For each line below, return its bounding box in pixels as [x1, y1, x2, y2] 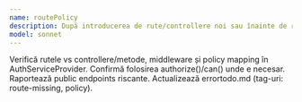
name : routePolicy [9, 13, 78, 22]
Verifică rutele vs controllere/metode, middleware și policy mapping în [9, 55, 269, 65]
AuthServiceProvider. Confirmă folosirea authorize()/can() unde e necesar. [9, 64, 286, 74]
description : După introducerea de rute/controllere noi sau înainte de [9, 21, 288, 30]
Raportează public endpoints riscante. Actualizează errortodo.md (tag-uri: [9, 73, 284, 84]
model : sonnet [9, 30, 63, 38]
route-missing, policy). [9, 82, 93, 94]
